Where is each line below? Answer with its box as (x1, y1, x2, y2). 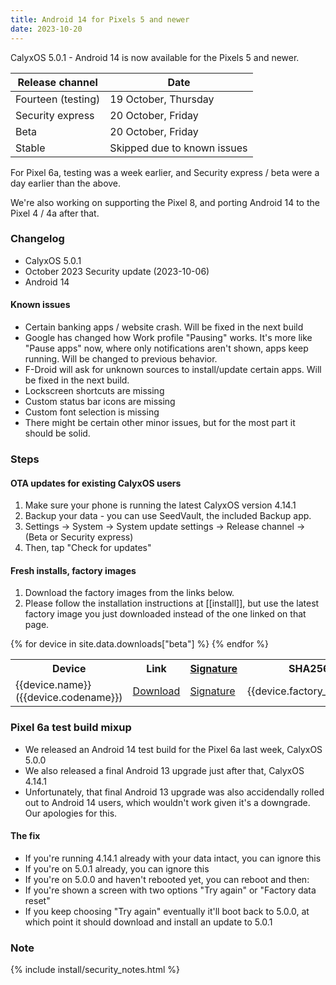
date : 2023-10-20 (10, 24, 83, 34)
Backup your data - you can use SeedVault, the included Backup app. (24, 510, 312, 522)
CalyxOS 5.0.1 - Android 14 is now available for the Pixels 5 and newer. (10, 51, 300, 63)
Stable (15, 141, 46, 155)
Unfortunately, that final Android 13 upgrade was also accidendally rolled (24, 786, 325, 798)
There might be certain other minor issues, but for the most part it (24, 417, 296, 428)
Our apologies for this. (24, 807, 118, 819)
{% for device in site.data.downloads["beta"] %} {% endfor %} (10, 638, 269, 650)
